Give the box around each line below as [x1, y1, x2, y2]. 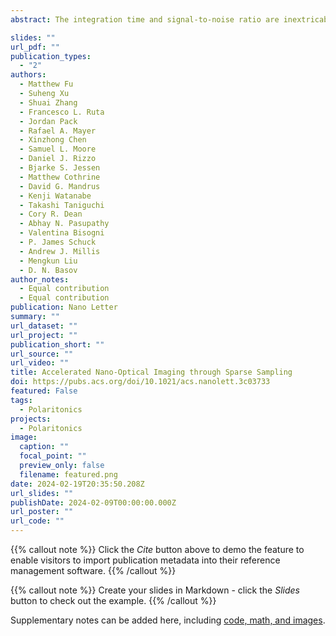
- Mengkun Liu [19, 256, 78, 266]
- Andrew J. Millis [19, 246, 101, 256]
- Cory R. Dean [19, 209, 83, 220]
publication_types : [10, 51, 92, 61]
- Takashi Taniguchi [19, 200, 105, 210]
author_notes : [10, 274, 70, 285]
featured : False [10, 386, 78, 396]
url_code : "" [10, 516, 65, 526]
